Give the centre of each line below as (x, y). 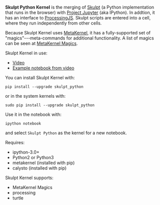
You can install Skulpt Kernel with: (40, 78)
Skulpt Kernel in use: (26, 53)
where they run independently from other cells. (54, 23)
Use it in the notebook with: (33, 114)
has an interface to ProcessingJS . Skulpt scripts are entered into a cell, (78, 18)
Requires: (15, 142)
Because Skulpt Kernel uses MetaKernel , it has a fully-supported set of (78, 33)
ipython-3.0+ (26, 152)
